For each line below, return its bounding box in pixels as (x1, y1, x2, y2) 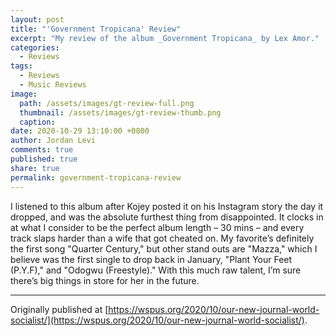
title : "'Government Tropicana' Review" (10, 24, 182, 34)
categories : (10, 42, 60, 53)
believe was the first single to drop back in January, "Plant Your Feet (10, 253, 293, 265)
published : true (10, 154, 78, 164)
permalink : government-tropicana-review (10, 172, 182, 183)
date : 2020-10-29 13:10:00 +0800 (10, 126, 150, 136)
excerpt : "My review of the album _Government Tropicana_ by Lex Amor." (10, 33, 320, 43)
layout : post (10, 14, 65, 25)
